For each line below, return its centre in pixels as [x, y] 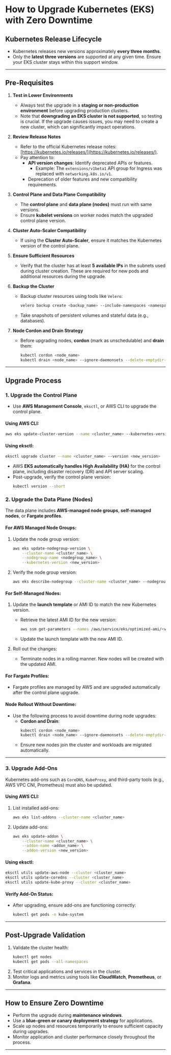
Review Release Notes [37, 137]
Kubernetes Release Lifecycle [53, 39]
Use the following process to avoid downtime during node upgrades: [84, 716]
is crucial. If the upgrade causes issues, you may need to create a [89, 121]
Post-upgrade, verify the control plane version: [62, 477]
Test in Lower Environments [43, 95]
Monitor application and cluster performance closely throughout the [84, 1037]
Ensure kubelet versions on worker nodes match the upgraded [87, 215]
